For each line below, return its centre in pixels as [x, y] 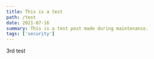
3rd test [16, 51]
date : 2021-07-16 [28, 23]
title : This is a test [34, 12]
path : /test [21, 17]
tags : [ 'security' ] [31, 34]
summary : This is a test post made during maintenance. [77, 28]
